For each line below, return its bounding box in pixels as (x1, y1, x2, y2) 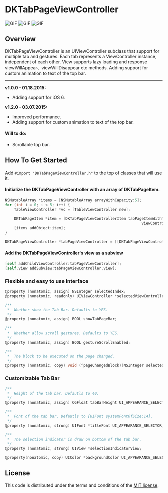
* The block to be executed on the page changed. (7, 354, 115, 359)
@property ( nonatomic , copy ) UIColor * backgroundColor (5, 455, 120, 460)
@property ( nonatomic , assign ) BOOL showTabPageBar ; (5, 317, 117, 322)
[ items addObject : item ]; (14, 226, 66, 231)
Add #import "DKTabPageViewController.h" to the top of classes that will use (5, 170, 162, 176)
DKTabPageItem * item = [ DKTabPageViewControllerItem (14, 216, 126, 221)
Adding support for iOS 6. (12, 94, 65, 100)
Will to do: (5, 130, 27, 136)
